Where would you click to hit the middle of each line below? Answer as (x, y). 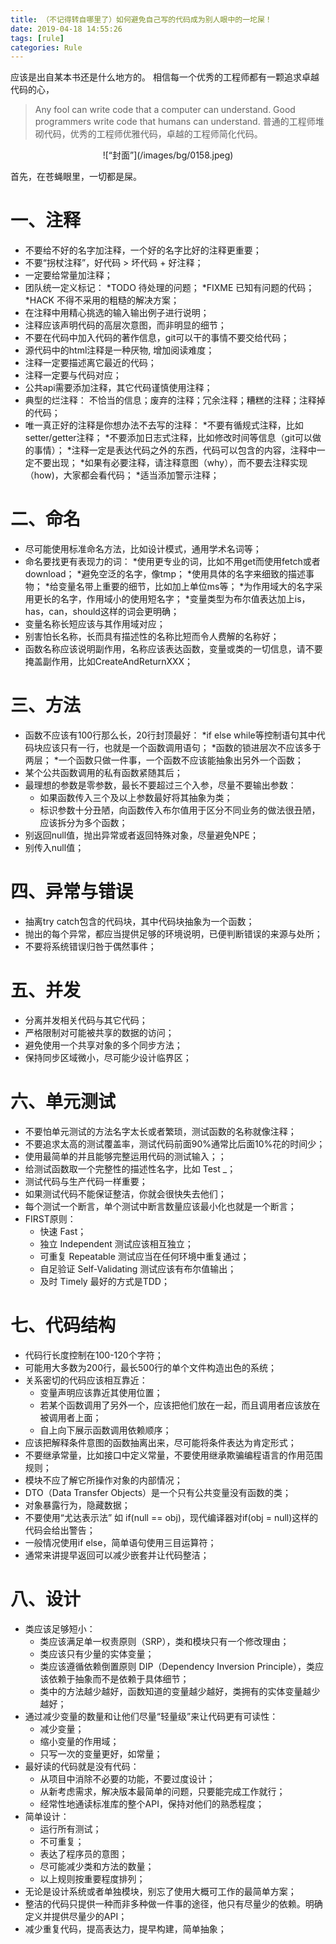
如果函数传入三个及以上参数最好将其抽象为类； (136, 798)
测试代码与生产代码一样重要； (86, 1181)
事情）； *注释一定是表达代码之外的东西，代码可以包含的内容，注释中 (175, 450)
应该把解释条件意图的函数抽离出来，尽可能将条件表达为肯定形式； (160, 1442)
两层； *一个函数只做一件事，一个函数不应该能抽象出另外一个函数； (164, 760)
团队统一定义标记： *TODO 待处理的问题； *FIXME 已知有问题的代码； (169, 288)
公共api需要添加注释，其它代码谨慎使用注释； (118, 388)
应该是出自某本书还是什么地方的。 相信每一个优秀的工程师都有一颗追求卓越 (165, 77)
